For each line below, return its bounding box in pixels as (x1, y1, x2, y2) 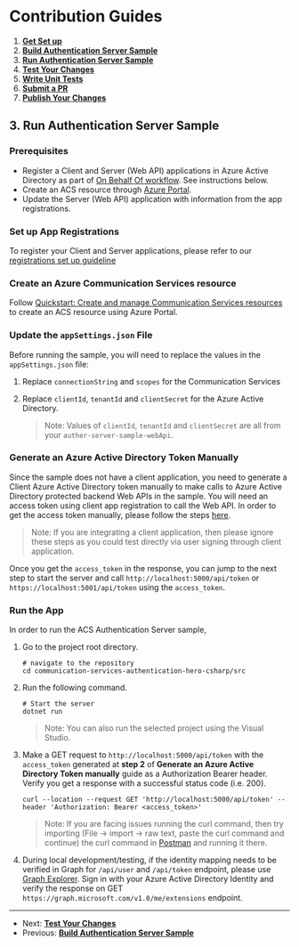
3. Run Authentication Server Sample (9, 118, 220, 134)
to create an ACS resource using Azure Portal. (9, 307, 178, 318)
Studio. (44, 733, 71, 743)
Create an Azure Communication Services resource (9, 277, 238, 289)
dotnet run (21, 708, 63, 716)
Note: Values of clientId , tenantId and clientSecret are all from (44, 420, 282, 431)
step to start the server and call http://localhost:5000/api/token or (9, 572, 260, 583)
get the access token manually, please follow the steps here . (9, 509, 231, 520)
